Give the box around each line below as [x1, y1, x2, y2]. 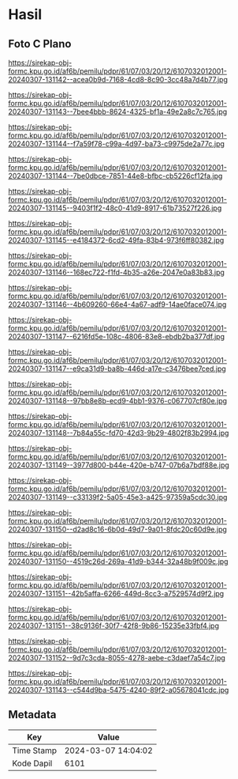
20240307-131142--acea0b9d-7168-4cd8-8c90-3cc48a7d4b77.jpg [8, 75, 229, 84]
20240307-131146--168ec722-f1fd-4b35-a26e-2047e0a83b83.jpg [8, 267, 225, 277]
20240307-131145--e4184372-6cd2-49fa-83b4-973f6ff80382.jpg [8, 236, 225, 244]
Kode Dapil [12, 758, 53, 769]
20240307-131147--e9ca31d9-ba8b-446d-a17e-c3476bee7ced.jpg [8, 364, 226, 373]
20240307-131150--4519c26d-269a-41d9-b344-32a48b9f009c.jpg [8, 557, 229, 566]
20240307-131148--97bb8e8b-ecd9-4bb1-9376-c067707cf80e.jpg [8, 396, 227, 405]
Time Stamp [12, 745, 58, 756]
